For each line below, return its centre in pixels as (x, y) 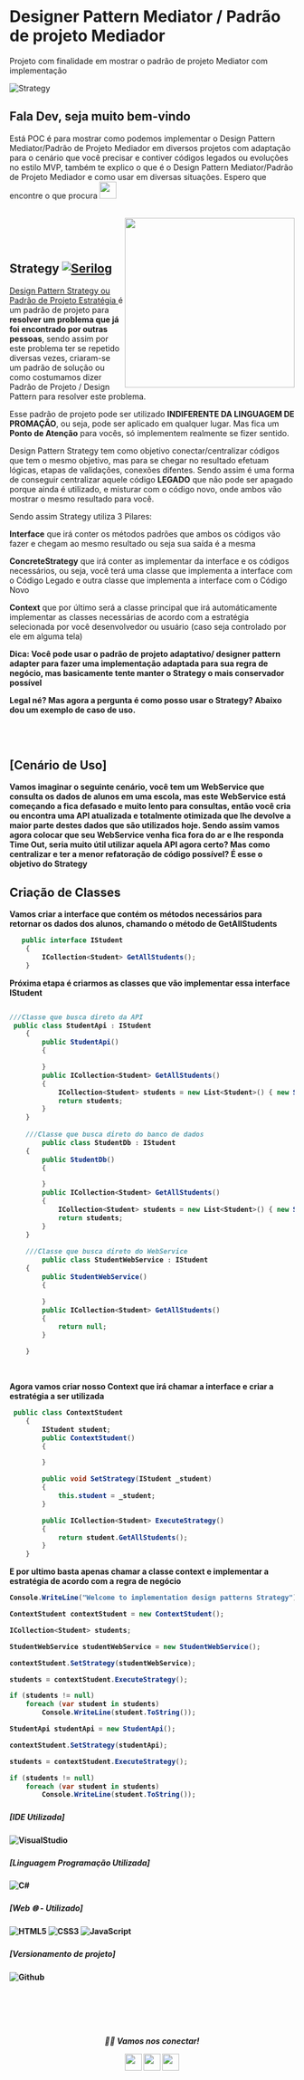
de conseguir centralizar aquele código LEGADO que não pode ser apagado (152, 479)
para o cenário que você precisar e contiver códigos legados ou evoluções (149, 157)
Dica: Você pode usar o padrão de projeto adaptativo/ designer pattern (145, 654)
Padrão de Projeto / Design (60, 386)
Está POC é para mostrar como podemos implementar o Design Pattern (142, 138)
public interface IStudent (72, 940)
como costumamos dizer (56, 377)
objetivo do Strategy (48, 864)
